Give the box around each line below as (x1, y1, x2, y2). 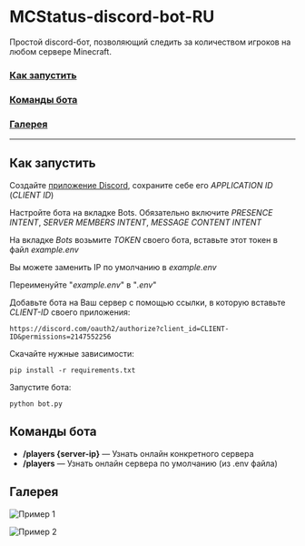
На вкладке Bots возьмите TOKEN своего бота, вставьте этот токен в (9, 234, 279, 245)
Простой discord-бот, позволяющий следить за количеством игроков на (9, 36, 291, 47)
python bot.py (9, 399, 64, 409)
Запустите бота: (9, 381, 72, 392)
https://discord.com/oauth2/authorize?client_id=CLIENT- (9, 324, 230, 333)
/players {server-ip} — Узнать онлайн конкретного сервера (22, 448, 254, 459)
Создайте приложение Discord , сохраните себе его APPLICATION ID (9, 179, 274, 190)
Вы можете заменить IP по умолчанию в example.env (9, 261, 217, 272)
